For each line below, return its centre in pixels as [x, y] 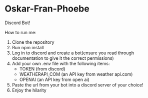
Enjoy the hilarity [29, 90]
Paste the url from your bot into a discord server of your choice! [77, 85]
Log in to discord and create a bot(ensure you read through [73, 53]
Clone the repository [33, 42]
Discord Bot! [17, 23]
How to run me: [20, 32]
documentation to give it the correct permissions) [63, 58]
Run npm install [28, 47]
